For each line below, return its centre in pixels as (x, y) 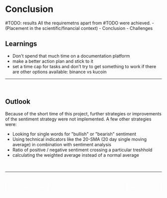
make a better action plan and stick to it (53, 61)
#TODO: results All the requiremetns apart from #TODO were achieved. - (80, 23)
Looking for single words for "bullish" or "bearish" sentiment (74, 134)
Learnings (21, 44)
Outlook (18, 102)
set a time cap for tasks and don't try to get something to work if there (84, 66)
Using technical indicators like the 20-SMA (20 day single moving (80, 139)
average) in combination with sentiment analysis (62, 144)
